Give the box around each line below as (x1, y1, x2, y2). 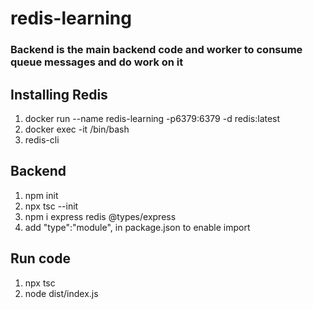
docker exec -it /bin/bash (24, 123, 130, 135)
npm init (24, 189, 59, 201)
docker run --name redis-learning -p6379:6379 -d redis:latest (24, 112, 281, 124)
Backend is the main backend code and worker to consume (10, 43, 303, 57)
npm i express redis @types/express (24, 210, 177, 222)
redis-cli (24, 133, 60, 146)
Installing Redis (10, 86, 108, 103)
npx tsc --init (24, 200, 79, 212)
